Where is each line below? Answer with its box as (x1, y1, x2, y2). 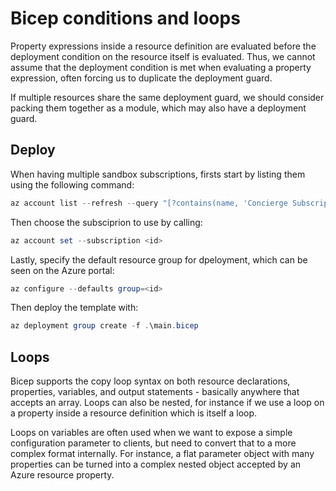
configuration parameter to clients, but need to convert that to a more (10, 437, 297, 449)
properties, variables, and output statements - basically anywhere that (10, 386, 300, 398)
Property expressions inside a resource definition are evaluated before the (10, 40, 317, 52)
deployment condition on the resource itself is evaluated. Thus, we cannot (10, 50, 316, 62)
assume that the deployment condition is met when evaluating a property (10, 61, 312, 73)
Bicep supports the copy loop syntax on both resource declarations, (10, 375, 291, 387)
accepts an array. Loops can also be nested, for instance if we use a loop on (10, 397, 325, 409)
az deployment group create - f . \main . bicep (10, 321, 199, 331)
